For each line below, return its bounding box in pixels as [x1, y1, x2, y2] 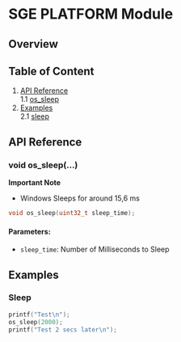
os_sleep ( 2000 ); [8, 318, 63, 326]
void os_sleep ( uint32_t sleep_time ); [8, 209, 136, 217]
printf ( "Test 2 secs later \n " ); [8, 325, 117, 334]
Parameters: [8, 226, 51, 236]
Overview [8, 37, 59, 51]
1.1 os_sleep [19, 95, 59, 104]
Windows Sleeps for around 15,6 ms [19, 193, 140, 203]
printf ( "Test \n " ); [8, 310, 70, 319]
